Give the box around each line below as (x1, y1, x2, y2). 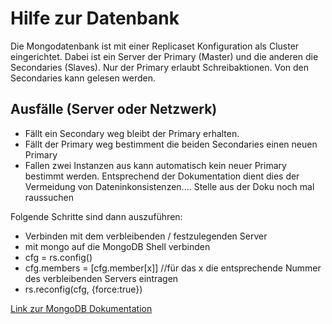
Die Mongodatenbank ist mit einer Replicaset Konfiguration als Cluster (10, 40, 300, 52)
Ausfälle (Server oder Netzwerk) (10, 101, 218, 118)
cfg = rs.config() (24, 251, 93, 263)
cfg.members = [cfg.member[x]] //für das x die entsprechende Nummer (24, 262, 322, 274)
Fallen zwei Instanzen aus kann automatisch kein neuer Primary (24, 159, 287, 171)
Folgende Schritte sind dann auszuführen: (10, 210, 183, 222)
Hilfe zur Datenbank (10, 7, 180, 30)
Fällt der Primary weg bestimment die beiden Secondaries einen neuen (24, 138, 318, 150)
